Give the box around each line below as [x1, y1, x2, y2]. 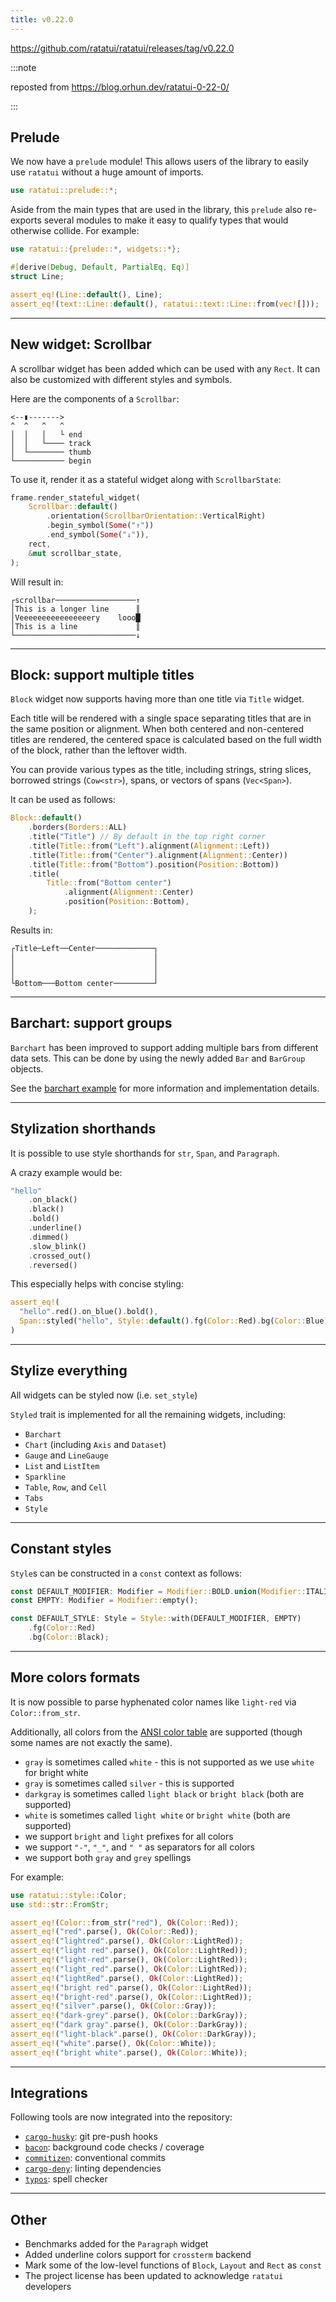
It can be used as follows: [10, 794, 116, 806]
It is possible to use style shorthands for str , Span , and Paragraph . [10, 1147, 280, 1159]
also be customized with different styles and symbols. [10, 373, 233, 385]
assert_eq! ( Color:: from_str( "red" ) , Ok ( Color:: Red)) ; [10, 1917, 240, 1928]
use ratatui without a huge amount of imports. [10, 166, 204, 178]
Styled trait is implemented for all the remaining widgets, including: [10, 1408, 287, 1420]
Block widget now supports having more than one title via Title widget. [10, 693, 305, 705]
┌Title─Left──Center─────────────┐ [10, 943, 159, 953]
